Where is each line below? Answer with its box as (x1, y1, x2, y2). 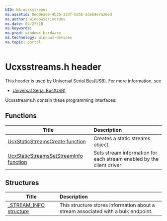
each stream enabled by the (93, 155, 159, 162)
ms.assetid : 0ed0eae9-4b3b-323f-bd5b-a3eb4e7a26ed (5, 12, 112, 17)
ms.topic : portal (5, 40, 41, 45)
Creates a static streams (93, 135, 151, 142)
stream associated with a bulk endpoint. (59, 208, 153, 215)
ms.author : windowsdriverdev (5, 16, 66, 21)
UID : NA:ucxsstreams (5, 7, 48, 12)
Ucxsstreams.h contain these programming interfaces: (5, 97, 117, 103)
